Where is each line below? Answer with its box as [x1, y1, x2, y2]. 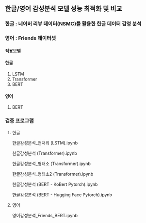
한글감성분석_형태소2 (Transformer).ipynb [12, 171, 94, 177]
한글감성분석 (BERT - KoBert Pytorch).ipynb [12, 181, 98, 187]
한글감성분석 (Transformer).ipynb [12, 150, 78, 156]
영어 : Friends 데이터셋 [5, 35, 56, 41]
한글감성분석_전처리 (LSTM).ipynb [12, 140, 78, 145]
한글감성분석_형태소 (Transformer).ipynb [12, 161, 91, 166]
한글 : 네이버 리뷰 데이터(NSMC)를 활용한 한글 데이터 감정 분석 [5, 20, 142, 27]
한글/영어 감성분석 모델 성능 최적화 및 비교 [5, 4, 122, 13]
